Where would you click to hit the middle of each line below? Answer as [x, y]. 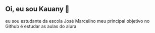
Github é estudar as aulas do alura [41, 26]
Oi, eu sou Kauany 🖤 [37, 9]
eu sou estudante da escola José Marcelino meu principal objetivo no [77, 21]
